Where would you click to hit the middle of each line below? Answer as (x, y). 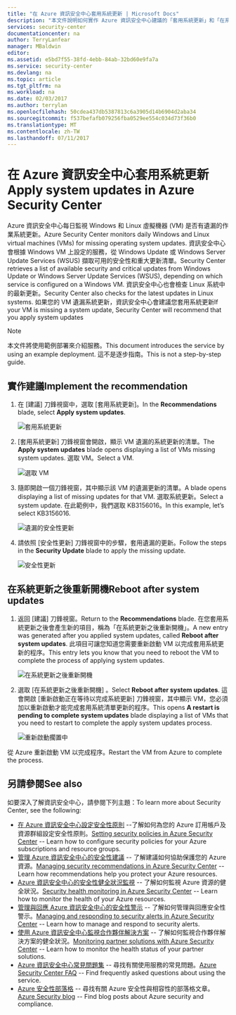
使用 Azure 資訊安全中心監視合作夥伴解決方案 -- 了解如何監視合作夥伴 (118, 932)
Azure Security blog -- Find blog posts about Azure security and (111, 996)
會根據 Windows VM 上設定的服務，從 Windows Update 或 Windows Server (117, 252)
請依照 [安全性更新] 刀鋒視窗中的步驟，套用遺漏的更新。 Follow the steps (122, 543)
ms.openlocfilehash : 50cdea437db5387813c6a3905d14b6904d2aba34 (102, 112)
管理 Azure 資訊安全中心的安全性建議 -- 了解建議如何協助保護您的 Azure (122, 857)
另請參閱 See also (45, 784)
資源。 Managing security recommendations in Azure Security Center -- (121, 866)
